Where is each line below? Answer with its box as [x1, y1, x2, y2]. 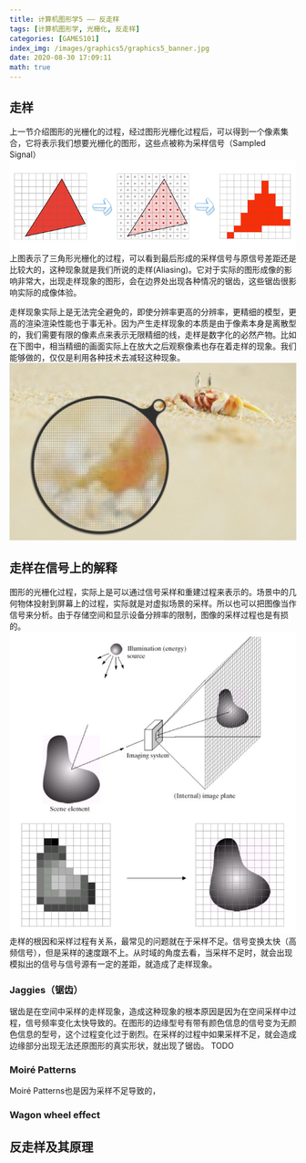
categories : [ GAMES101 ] [9, 34, 100, 43]
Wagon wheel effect [9, 1109, 100, 1122]
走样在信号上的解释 [9, 561, 117, 576]
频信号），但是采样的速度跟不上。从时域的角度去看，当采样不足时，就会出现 [9, 947, 293, 958]
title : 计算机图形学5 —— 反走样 [9, 15, 120, 24]
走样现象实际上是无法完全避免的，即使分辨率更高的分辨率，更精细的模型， [9, 307, 289, 318]
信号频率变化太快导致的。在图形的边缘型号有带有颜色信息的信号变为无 [25, 1018, 289, 1029]
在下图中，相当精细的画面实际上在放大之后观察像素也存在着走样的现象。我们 [9, 341, 297, 351]
